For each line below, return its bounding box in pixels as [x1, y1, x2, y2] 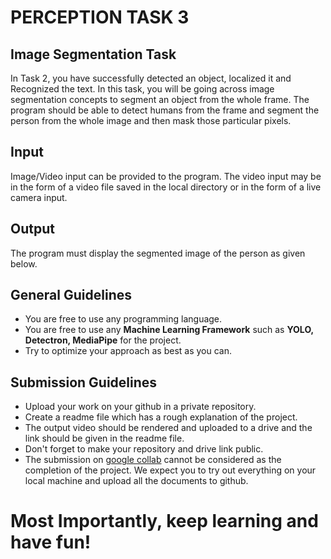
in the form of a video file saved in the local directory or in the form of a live [10, 181, 322, 193]
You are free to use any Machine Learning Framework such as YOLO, [24, 324, 314, 336]
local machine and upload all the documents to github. [24, 475, 249, 487]
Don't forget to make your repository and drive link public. [24, 443, 264, 455]
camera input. [10, 191, 68, 203]
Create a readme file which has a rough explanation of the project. [24, 411, 298, 423]
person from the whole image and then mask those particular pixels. [10, 115, 292, 126]
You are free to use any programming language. [24, 313, 223, 325]
